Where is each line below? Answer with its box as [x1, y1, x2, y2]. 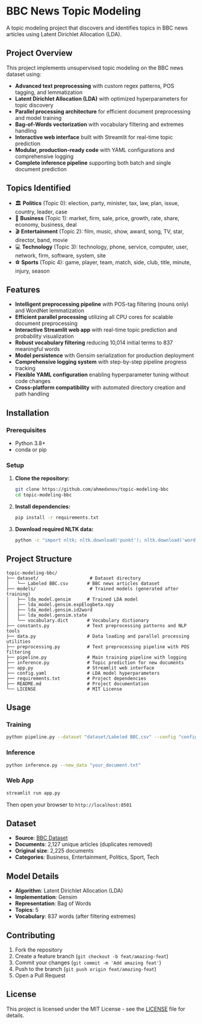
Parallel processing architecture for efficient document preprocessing [14, 107, 191, 115]
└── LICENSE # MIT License [6, 686, 122, 692]
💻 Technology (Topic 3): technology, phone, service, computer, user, [14, 243, 188, 250]
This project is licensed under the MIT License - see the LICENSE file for [6, 1005, 185, 1013]
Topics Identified [6, 183, 71, 194]
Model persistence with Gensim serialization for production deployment [14, 352, 194, 359]
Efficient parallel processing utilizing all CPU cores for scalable [14, 314, 173, 321]
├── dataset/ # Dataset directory [6, 575, 141, 581]
